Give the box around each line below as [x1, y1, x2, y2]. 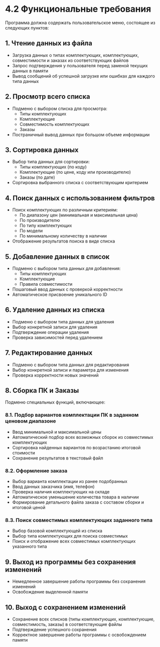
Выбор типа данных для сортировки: [12, 159, 90, 165]
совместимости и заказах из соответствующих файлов [12, 57, 129, 63]
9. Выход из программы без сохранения [5, 558, 136, 566]
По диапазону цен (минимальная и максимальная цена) [19, 212, 138, 218]
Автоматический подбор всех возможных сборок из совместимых [12, 434, 154, 440]
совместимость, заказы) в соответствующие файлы [12, 621, 122, 627]
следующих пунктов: [5, 25, 49, 30]
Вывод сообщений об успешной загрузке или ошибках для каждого [12, 73, 156, 79]
